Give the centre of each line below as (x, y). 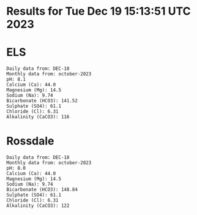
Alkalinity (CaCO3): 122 (38, 206)
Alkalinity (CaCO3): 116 (38, 117)
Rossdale (30, 141)
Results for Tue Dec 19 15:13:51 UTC (98, 11)
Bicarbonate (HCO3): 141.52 (42, 101)
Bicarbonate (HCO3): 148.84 (42, 190)
